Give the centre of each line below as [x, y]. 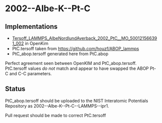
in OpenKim [37, 43]
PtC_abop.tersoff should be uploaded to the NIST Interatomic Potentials [77, 101]
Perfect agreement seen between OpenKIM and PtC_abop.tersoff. [71, 63]
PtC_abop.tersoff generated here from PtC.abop [60, 54]
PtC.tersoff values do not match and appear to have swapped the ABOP [77, 68]
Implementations [31, 27]
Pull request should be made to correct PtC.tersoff [55, 115]
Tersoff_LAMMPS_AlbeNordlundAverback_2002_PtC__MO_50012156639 [84, 38]
